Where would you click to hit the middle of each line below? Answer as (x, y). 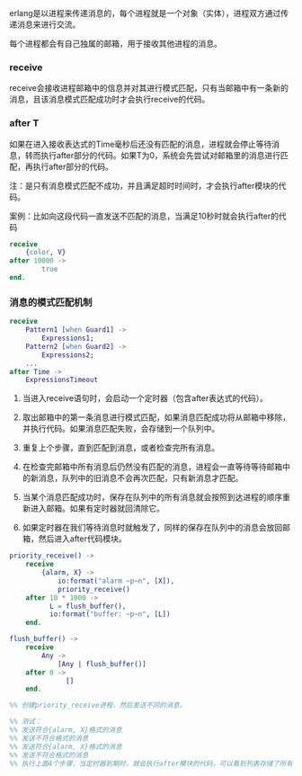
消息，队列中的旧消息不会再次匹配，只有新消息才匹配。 (141, 478)
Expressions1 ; (68, 339)
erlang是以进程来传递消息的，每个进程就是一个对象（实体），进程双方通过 (145, 13)
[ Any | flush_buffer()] (102, 664)
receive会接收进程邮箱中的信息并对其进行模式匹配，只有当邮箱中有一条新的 (149, 88)
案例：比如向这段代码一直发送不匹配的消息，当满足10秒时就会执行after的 (144, 216)
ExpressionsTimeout (62, 380)
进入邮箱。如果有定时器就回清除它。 (97, 508)
